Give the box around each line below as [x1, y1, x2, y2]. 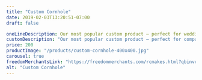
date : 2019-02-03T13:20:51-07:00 [6, 14, 90, 20]
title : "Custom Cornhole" [6, 8, 71, 15]
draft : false [6, 20, 39, 26]
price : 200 [6, 42, 34, 48]
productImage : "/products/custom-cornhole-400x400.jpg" [6, 48, 149, 54]
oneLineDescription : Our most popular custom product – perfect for [6, 31, 182, 37]
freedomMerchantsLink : [6, 58, 63, 65]
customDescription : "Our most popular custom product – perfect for [6, 37, 182, 43]
